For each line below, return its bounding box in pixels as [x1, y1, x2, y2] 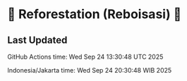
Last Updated [7, 34, 68, 46]
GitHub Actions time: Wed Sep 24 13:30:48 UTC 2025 [7, 52, 164, 61]
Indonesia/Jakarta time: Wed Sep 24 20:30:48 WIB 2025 [7, 66, 172, 74]
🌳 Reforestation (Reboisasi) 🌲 [7, 6, 182, 22]
